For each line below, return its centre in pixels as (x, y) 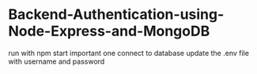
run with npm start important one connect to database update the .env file (128, 53)
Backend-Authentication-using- (116, 15)
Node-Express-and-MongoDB (109, 31)
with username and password (57, 61)
